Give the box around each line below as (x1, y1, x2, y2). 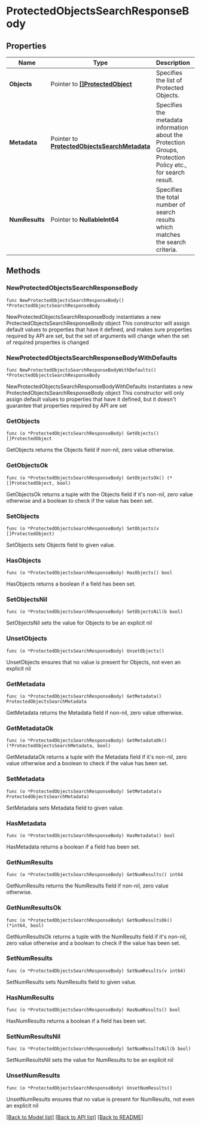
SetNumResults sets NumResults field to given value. (6, 978, 137, 985)
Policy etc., (156, 161, 187, 169)
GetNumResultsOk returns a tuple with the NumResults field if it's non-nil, (6, 933, 187, 940)
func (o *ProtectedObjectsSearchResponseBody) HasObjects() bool (6, 570, 172, 576)
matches (156, 231, 181, 239)
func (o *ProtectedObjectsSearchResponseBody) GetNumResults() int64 (6, 872, 184, 878)
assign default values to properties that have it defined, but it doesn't (6, 396, 176, 403)
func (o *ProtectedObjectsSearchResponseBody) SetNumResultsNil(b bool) (6, 1046, 191, 1052)
